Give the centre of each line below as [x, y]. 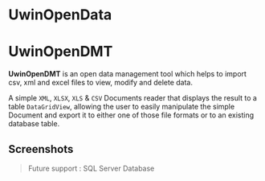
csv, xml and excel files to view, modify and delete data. [101, 83]
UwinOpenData [60, 15]
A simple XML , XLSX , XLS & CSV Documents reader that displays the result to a [132, 98]
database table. [34, 124]
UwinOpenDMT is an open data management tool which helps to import [128, 74]
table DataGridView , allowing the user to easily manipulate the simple [122, 107]
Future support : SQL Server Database [91, 168]
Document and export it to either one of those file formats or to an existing [131, 115]
